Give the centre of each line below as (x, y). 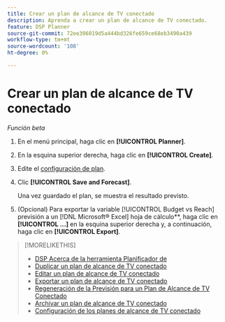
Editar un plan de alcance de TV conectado (97, 273)
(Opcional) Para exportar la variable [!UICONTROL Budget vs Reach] (116, 209)
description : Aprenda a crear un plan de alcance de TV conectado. (108, 20)
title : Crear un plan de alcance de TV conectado (81, 14)
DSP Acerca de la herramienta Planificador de (101, 258)
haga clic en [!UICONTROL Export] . (69, 231)
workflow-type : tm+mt (39, 40)
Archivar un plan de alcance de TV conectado (101, 303)
